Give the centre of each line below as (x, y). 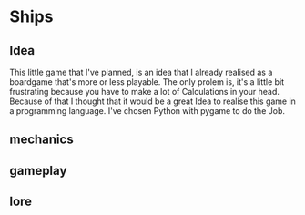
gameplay (38, 170)
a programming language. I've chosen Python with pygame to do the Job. (147, 111)
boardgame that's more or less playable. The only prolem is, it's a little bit (147, 82)
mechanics (42, 140)
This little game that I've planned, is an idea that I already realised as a (141, 72)
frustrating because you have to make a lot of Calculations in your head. (145, 92)
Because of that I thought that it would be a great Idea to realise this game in (152, 101)
